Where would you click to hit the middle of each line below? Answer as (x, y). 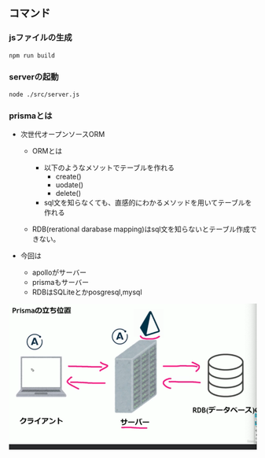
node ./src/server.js (44, 94)
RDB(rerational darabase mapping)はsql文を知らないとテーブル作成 (141, 229)
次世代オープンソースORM (63, 135)
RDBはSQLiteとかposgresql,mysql (87, 292)
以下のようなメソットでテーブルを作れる (109, 168)
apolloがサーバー (59, 272)
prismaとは (31, 116)
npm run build (32, 55)
